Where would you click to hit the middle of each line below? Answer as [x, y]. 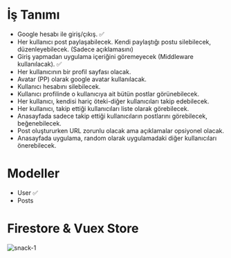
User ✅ [27, 192]
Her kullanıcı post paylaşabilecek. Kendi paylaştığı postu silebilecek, [114, 42]
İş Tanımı [34, 15]
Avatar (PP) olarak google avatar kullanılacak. [82, 79]
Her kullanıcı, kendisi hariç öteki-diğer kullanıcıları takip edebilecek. [113, 101]
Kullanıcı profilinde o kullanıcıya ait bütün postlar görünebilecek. [108, 94]
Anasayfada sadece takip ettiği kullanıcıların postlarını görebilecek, [112, 116]
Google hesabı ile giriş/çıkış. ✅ [61, 34]
